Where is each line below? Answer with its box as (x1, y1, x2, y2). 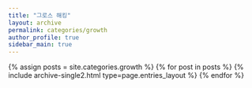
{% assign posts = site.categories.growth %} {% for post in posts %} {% (8, 62, 244, 71)
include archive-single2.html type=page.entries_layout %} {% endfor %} (8, 71, 245, 80)
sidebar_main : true (8, 41, 73, 49)
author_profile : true (8, 33, 80, 42)
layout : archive (8, 19, 62, 27)
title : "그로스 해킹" (8, 11, 71, 20)
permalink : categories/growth (8, 26, 108, 34)
